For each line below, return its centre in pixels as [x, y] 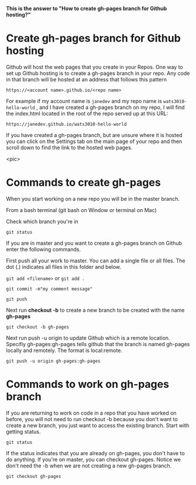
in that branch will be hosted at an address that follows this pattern [87, 79]
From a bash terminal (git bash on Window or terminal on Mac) [81, 210]
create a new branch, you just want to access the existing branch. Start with [98, 425]
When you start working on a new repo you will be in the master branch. [93, 199]
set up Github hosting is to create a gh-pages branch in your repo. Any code [98, 73]
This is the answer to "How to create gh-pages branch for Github [87, 8]
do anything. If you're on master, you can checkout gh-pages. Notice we [94, 459]
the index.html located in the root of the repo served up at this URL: [87, 113]
